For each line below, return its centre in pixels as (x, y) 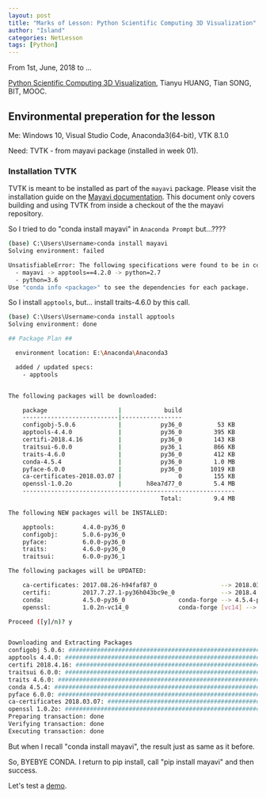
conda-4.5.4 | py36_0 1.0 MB (129, 462)
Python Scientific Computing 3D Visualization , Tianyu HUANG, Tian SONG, (130, 83)
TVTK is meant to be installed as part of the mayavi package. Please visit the (132, 189)
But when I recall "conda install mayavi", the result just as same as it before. (131, 746)
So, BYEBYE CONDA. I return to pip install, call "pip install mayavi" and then (131, 762)
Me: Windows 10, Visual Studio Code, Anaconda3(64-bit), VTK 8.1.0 (119, 135)
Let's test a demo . (38, 785)
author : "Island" (37, 30)
